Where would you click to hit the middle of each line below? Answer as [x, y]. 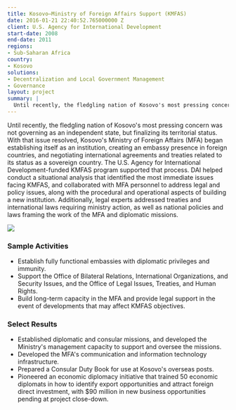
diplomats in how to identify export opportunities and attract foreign [116, 384]
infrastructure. [38, 362]
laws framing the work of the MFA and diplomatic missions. [93, 214]
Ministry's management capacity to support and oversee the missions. [119, 347]
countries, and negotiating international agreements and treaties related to [115, 154]
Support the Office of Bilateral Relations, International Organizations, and [123, 276]
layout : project [31, 92]
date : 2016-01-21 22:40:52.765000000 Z [66, 20]
